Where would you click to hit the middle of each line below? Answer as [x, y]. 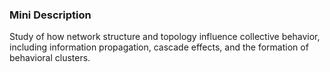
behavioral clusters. [50, 58]
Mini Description [50, 15]
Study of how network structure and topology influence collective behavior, [165, 37]
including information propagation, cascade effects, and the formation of [159, 47]
